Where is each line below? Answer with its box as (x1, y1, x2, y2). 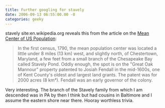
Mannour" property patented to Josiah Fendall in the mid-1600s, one (17, 66, 160, 72)
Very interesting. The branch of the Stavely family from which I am (5, 87, 143, 93)
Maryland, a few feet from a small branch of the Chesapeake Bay (17, 56, 152, 62)
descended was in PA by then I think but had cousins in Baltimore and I (5, 92, 152, 98)
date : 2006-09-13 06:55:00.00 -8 (5, 12, 75, 17)
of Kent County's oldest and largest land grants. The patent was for (17, 72, 157, 78)
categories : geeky (5, 16, 44, 21)
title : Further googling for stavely (5, 7, 85, 12)
